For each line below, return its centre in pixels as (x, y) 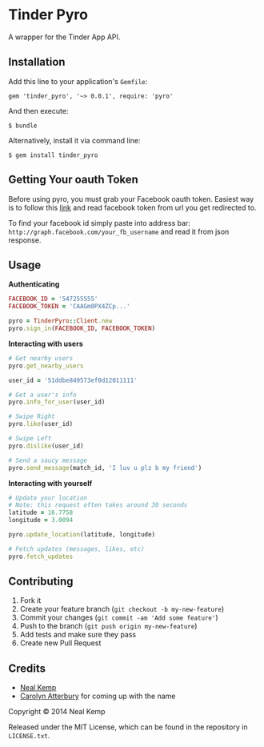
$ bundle (23, 126)
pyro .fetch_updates (41, 556)
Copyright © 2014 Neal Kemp (57, 712)
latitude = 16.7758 (41, 513)
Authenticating (34, 284)
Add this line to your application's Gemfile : (78, 81)
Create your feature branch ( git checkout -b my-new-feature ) (122, 609)
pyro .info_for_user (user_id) (57, 402)
